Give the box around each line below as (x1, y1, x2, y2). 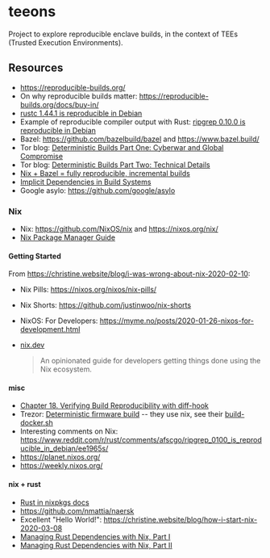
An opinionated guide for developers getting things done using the (39, 356, 261, 366)
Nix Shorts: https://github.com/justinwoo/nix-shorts (19, 300, 192, 310)
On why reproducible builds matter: (19, 91, 138, 101)
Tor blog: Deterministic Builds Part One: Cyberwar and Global (19, 142, 224, 152)
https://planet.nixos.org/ (19, 452, 101, 462)
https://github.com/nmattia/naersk (19, 506, 135, 515)
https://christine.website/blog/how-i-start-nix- (103, 514, 258, 524)
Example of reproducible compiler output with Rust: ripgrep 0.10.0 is (19, 116, 246, 127)
